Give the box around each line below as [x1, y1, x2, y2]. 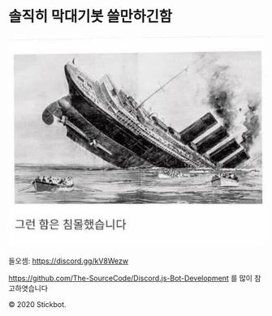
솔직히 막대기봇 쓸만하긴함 [8, 7, 173, 26]
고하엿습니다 [8, 283, 49, 293]
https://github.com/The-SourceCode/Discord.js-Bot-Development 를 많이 [8, 273, 253, 283]
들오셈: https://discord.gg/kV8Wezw [8, 256, 128, 266]
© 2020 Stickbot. [8, 299, 67, 309]
